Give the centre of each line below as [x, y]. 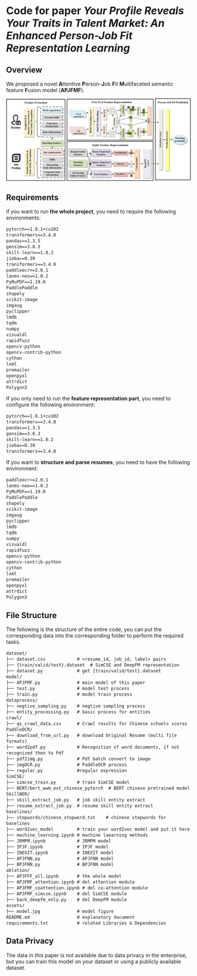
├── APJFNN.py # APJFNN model [60, 859]
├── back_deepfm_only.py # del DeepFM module [67, 900]
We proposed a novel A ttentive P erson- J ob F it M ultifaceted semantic [90, 84]
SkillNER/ [18, 794]
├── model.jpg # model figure [60, 911]
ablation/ [18, 870]
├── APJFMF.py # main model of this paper [76, 683]
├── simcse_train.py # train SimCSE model [68, 782]
